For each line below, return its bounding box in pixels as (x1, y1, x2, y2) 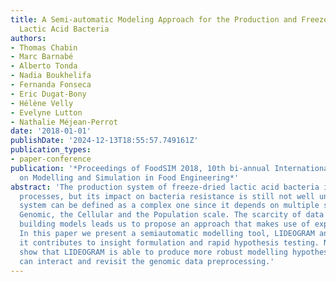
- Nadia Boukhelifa (10, 71, 92, 81)
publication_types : (10, 145, 92, 155)
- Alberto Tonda (10, 61, 78, 71)
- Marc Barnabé (10, 52, 74, 62)
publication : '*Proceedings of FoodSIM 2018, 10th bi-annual (10, 163, 271, 173)
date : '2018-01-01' (10, 126, 92, 136)
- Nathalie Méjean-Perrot (10, 117, 118, 127)
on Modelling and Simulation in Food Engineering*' (19, 172, 240, 183)
